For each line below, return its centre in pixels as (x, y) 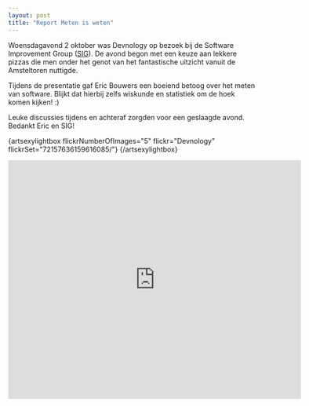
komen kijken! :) (34, 102)
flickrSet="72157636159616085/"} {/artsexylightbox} (93, 149)
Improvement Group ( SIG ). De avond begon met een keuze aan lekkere (123, 53)
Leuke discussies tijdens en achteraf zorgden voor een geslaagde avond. (126, 117)
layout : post (29, 15)
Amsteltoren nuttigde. (43, 70)
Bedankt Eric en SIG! (41, 126)
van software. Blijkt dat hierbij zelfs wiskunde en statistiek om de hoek (122, 93)
